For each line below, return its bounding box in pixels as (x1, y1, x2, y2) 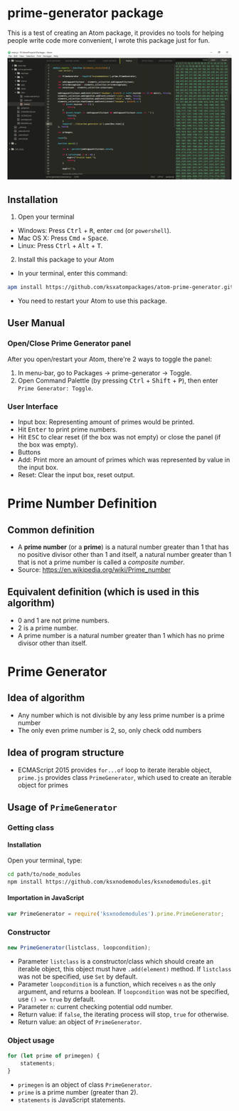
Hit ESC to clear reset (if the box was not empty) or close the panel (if (17, 433, 221, 441)
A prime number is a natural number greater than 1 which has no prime (17, 631, 225, 640)
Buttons (17, 448, 41, 457)
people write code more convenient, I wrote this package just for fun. (7, 36, 210, 44)
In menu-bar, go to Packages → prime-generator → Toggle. (17, 368, 192, 377)
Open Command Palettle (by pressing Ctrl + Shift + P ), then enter (17, 376, 218, 385)
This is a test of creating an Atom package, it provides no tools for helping (7, 28, 224, 37)
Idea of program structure (7, 746, 124, 759)
